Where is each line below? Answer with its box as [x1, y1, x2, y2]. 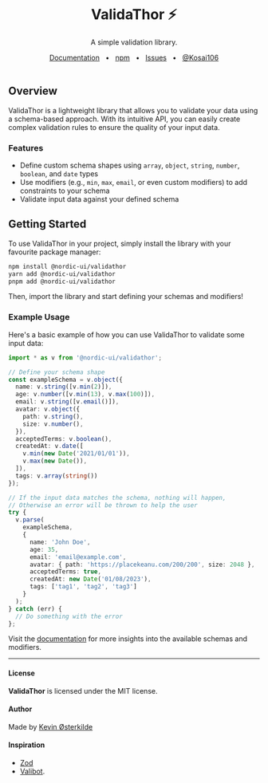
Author [8, 704, 33, 714]
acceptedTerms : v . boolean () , [15, 435, 112, 443]
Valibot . [19, 766, 45, 777]
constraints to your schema [19, 186, 110, 195]
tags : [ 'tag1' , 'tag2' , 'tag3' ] [29, 583, 137, 591]
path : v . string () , [22, 412, 84, 420]
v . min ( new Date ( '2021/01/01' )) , [22, 450, 130, 458]
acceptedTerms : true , [29, 568, 102, 576]
